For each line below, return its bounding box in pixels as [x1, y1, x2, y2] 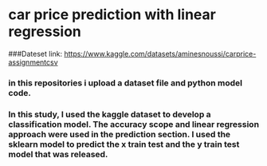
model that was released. [8, 148, 108, 160]
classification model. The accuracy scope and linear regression [8, 118, 260, 129]
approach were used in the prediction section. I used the [8, 128, 231, 140]
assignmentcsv [8, 57, 58, 67]
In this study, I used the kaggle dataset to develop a [8, 109, 211, 120]
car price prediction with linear [8, 6, 217, 24]
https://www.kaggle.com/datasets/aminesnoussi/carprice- [63, 49, 257, 58]
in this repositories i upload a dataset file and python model [8, 77, 243, 89]
